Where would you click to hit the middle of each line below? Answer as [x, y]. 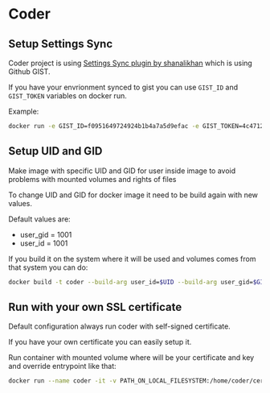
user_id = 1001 [44, 243]
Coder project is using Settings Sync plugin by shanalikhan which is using [131, 63]
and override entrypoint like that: [62, 366]
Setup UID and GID [55, 151]
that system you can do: [48, 267]
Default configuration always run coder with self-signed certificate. [119, 326]
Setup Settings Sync [61, 44]
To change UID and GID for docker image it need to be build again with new [133, 195]
